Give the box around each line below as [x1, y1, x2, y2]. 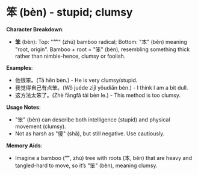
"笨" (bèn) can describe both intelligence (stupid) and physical [14, 115, 170, 123]
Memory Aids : [6, 142, 43, 149]
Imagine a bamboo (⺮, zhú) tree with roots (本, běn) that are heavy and [14, 154, 193, 161]
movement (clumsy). [14, 123, 66, 130]
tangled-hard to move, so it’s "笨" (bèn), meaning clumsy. [14, 162, 158, 169]
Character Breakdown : [6, 25, 64, 33]
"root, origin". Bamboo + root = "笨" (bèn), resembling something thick [14, 46, 190, 53]
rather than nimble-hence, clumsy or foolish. [14, 52, 126, 60]
